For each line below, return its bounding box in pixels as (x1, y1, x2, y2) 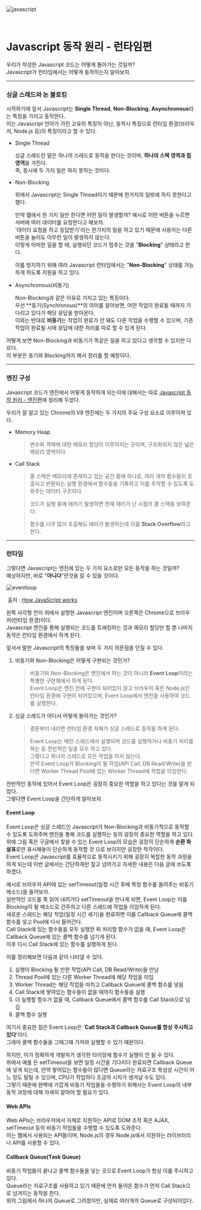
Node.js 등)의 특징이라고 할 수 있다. (14, 127, 97, 135)
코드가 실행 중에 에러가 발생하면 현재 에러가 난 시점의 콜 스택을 (29, 500, 175, 507)
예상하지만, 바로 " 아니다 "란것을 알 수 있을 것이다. (6, 572, 120, 579)
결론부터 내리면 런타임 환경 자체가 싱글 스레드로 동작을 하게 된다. (29, 724, 180, 732)
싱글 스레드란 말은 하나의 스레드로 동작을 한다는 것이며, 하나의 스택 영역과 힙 (14, 152, 191, 159)
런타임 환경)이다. (13, 616, 52, 623)
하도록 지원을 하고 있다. (26, 269, 81, 276)
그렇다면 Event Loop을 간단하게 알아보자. (6, 795, 103, 802)
